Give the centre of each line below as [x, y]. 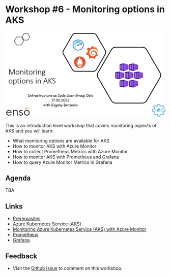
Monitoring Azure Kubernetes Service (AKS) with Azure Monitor [79, 229]
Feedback [21, 256]
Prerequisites [26, 219]
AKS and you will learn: [30, 131]
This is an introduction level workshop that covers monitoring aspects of [81, 125]
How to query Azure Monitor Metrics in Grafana [63, 162]
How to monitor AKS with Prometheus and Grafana [66, 157]
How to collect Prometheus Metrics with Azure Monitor [70, 151]
